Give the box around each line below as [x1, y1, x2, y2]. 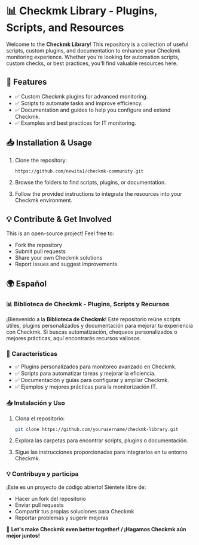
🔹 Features [6, 77, 47, 87]
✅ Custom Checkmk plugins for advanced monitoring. [14, 93, 148, 100]
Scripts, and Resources [6, 21, 124, 35]
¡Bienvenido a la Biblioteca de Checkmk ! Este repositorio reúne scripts [6, 315, 181, 322]
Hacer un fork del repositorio [14, 495, 87, 502]
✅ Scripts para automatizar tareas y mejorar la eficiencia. [14, 370, 156, 377]
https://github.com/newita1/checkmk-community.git [14, 168, 144, 174]
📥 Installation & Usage [6, 138, 93, 148]
